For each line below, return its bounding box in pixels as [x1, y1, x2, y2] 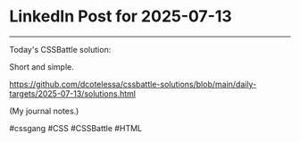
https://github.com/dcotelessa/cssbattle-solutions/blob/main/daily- [9, 79, 257, 89]
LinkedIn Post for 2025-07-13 [9, 6, 232, 27]
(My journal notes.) [9, 105, 79, 116]
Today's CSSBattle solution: [9, 44, 112, 54]
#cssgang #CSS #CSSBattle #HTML [9, 122, 143, 133]
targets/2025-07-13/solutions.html [9, 88, 137, 99]
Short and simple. [9, 61, 74, 72]
